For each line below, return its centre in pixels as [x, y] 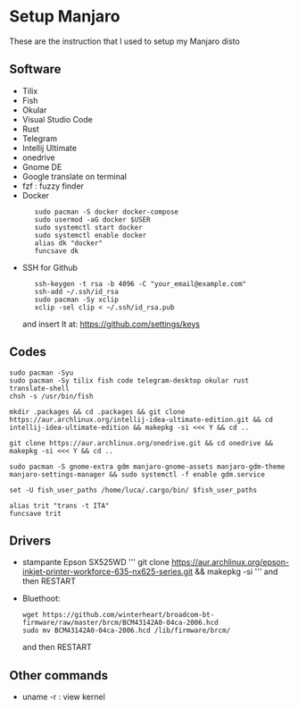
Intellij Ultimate [50, 148]
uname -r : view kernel [63, 697]
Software [35, 69]
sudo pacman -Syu [41, 373]
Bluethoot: [41, 599]
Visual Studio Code [58, 119]
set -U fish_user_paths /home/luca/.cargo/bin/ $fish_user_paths [133, 490]
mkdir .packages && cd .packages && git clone [97, 412]
